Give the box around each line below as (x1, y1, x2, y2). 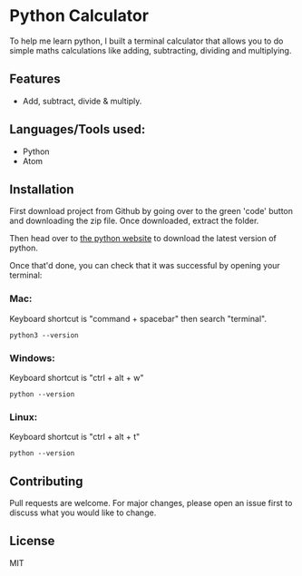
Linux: (9, 410, 38, 423)
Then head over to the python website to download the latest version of (9, 233, 277, 244)
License (9, 533, 55, 549)
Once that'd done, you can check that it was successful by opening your (9, 260, 281, 271)
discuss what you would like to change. (9, 507, 157, 518)
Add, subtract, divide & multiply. (22, 95, 142, 106)
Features (9, 72, 61, 87)
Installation (9, 181, 74, 197)
